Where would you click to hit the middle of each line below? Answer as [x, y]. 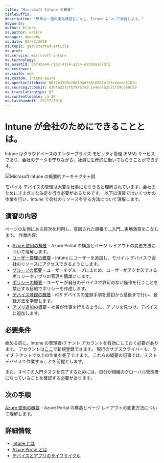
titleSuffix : [18, 14]
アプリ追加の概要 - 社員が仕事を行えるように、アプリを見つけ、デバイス [85, 307]
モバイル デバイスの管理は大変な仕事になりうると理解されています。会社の [80, 187]
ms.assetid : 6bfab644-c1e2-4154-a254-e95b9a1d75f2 [58, 64]
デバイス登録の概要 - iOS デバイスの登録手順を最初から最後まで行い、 [83, 294]
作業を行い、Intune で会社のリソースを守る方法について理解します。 [74, 199]
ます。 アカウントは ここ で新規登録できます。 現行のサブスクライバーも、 [79, 349]
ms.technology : [21, 60]
